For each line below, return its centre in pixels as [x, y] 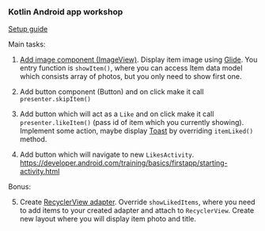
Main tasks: [27, 44]
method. [33, 139]
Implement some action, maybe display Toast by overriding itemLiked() [136, 131]
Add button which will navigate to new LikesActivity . [107, 155]
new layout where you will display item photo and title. [108, 219]
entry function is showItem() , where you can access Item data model [131, 68]
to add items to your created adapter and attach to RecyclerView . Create [137, 210]
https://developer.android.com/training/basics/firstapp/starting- [123, 163]
